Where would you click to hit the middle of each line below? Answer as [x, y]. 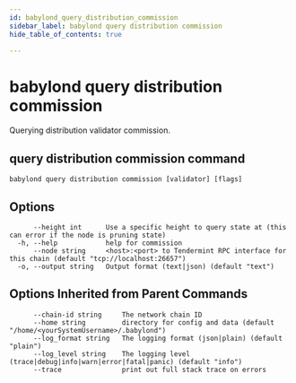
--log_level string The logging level [112, 354]
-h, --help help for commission [100, 243]
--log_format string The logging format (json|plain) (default [157, 338]
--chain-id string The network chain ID [118, 315]
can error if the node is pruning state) [88, 235]
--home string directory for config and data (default [154, 322]
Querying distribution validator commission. [90, 130]
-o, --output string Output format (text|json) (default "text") [146, 266]
